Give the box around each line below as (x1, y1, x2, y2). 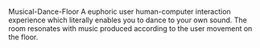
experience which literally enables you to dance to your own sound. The (8, 15, 248, 25)
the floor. (8, 32, 39, 42)
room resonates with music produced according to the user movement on (8, 24, 253, 33)
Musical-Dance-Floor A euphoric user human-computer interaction (8, 7, 231, 16)
